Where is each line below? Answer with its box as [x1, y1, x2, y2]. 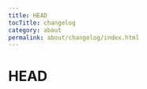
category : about [8, 26, 62, 34]
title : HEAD [8, 11, 47, 20]
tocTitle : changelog [8, 19, 77, 27]
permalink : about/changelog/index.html [8, 33, 140, 42]
